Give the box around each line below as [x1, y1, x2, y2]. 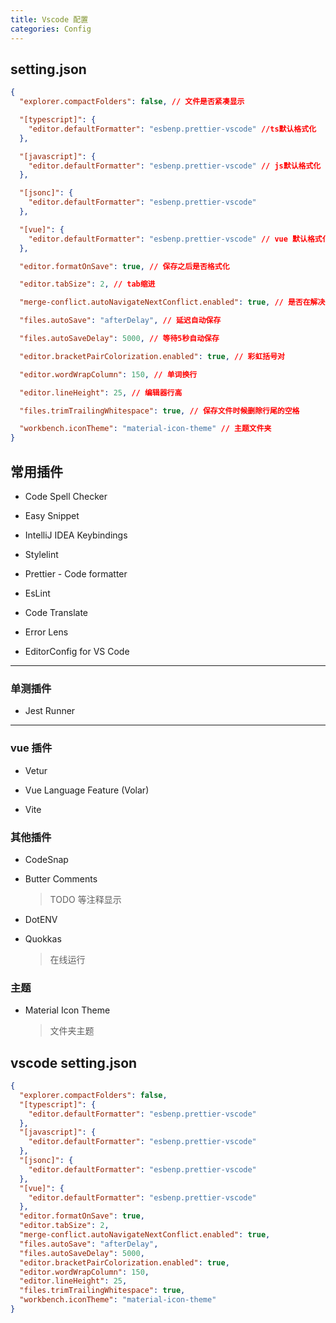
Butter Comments [24, 872, 98, 885]
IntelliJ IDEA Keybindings [24, 529, 128, 541]
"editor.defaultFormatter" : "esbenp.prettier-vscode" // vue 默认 [28, 234, 308, 244]
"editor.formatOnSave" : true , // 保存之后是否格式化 [19, 261, 230, 271]
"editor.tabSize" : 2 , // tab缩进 [19, 279, 156, 290]
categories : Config [10, 24, 92, 34]
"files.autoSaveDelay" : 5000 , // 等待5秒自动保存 [19, 334, 220, 344]
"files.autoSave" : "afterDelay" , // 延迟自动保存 [19, 316, 222, 326]
